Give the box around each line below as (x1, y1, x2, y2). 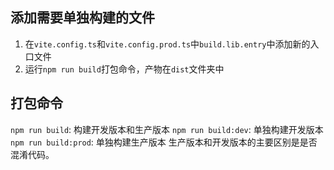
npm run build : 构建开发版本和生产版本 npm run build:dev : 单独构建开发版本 (10, 123, 324, 135)
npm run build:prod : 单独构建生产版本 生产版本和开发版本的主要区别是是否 (10, 136, 318, 148)
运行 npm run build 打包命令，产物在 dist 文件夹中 (24, 63, 225, 75)
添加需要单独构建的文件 (10, 9, 155, 27)
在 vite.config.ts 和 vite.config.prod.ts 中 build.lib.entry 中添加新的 (24, 38, 311, 50)
